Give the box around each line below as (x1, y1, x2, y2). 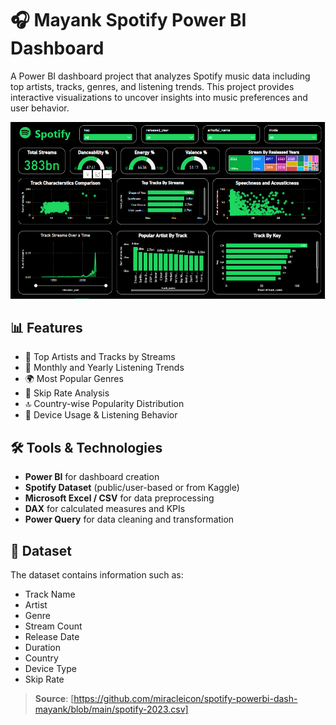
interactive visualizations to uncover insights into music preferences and (10, 91, 308, 103)
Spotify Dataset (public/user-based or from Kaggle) (24, 482, 240, 494)
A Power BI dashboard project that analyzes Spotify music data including (10, 70, 311, 82)
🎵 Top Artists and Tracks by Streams (24, 351, 176, 363)
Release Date (24, 631, 80, 643)
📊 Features (10, 319, 83, 336)
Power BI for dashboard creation (24, 471, 160, 483)
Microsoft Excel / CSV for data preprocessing (24, 492, 215, 504)
